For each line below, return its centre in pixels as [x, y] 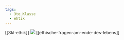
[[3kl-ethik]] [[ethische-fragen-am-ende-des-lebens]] [62, 33]
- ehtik [17, 18]
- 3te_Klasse [23, 14]
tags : [10, 9]
